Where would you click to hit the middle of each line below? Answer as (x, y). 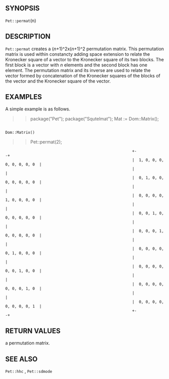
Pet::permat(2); (46, 142)
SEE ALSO (22, 359)
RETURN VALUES (33, 331)
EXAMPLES (24, 97)
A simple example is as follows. (38, 109)
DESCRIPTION (28, 37)
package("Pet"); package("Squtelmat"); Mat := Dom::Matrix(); (95, 119)
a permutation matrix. (28, 343)
